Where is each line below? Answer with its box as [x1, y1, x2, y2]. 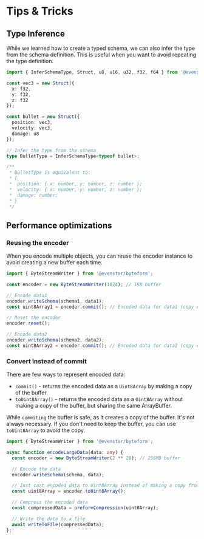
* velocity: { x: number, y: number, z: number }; [8, 187, 143, 193]
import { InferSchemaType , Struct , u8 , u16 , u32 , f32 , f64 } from [6, 69, 178, 75]
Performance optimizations [6, 220, 112, 230]
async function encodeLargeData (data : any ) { [6, 449, 123, 455]
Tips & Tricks [6, 4, 74, 18]
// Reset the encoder [6, 315, 61, 321]
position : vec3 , [12, 120, 53, 126]
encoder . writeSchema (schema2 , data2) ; [6, 337, 104, 343]
